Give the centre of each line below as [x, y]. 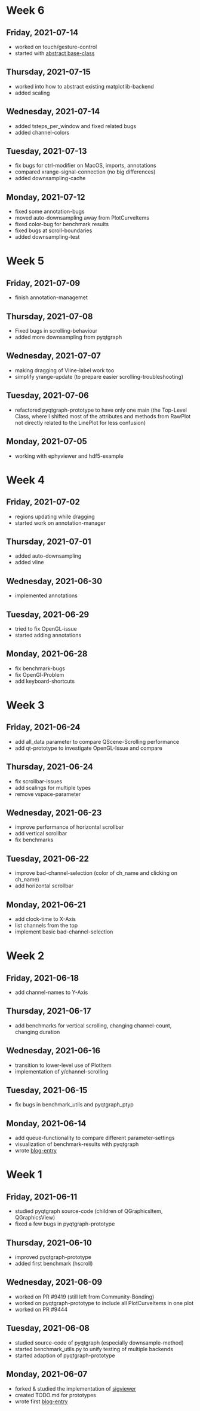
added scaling [32, 93]
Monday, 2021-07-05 [47, 441]
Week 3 [25, 705]
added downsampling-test [47, 237]
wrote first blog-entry [41, 1401]
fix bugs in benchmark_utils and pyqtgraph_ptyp [74, 1105]
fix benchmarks [34, 840]
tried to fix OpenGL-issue [46, 628]
